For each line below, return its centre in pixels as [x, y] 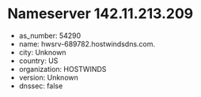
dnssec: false [41, 86]
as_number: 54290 [50, 35]
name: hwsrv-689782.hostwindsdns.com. [87, 43]
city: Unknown [42, 52]
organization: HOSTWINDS [63, 69]
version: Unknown [48, 77]
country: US [38, 61]
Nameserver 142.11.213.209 [100, 14]
